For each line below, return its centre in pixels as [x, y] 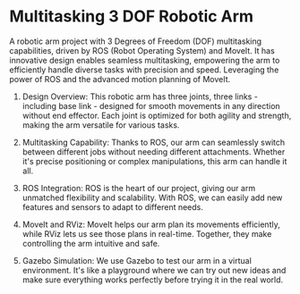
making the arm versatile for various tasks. [101, 125]
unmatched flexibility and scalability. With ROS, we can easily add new [152, 197]
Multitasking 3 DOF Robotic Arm [131, 17]
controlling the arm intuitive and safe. [91, 243]
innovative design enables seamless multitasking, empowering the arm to [145, 60]
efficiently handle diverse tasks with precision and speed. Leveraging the [144, 70]
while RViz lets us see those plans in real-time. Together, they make [147, 233]
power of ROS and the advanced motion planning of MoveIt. [120, 79]
